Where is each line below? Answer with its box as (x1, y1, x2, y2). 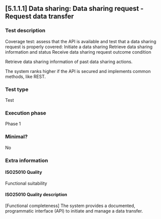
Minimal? (5, 133, 28, 140)
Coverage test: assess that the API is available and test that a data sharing (5, 38, 157, 44)
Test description (5, 27, 46, 34)
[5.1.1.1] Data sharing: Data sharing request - (5, 4, 144, 13)
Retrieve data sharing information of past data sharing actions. (5, 59, 133, 65)
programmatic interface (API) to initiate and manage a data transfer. (5, 208, 143, 214)
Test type (5, 86, 29, 93)
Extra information (5, 157, 49, 164)
